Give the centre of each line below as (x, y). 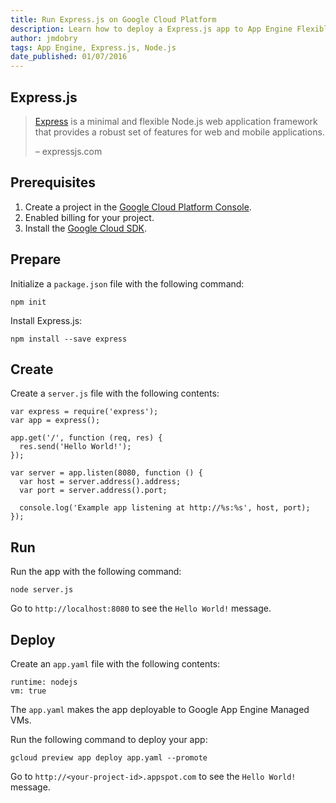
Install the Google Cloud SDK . (86, 228)
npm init (28, 302)
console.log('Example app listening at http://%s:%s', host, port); (165, 508)
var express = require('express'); (84, 412)
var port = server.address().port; (93, 491)
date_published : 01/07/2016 (69, 57)
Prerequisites (53, 182)
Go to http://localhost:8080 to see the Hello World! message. (141, 608)
